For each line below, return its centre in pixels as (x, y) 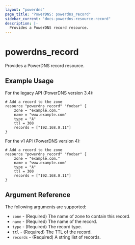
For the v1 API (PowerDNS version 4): (43, 141)
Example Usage (29, 81)
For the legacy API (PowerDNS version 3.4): (49, 93)
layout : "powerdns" (25, 10)
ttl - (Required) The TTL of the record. (52, 232)
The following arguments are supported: (46, 207)
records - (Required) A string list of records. (56, 237)
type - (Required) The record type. (47, 226)
